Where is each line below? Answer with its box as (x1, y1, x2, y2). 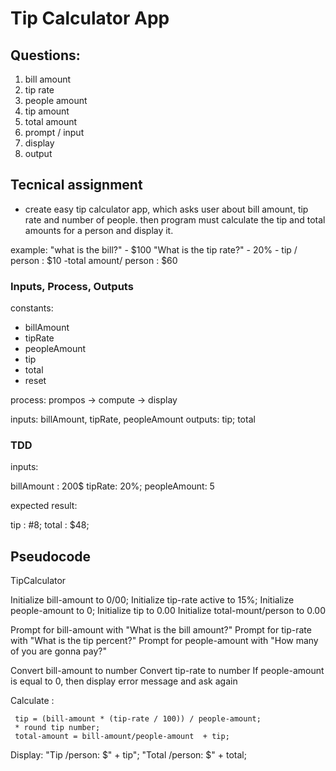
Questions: (10, 47, 81, 64)
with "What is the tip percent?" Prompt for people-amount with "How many (10, 635, 319, 647)
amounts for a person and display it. (24, 224, 174, 236)
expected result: (10, 500, 78, 512)
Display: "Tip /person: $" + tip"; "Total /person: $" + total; (10, 749, 247, 761)
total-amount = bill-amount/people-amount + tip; (14, 732, 230, 742)
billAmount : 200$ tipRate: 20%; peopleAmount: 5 (10, 480, 215, 492)
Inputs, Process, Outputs (10, 279, 134, 293)
